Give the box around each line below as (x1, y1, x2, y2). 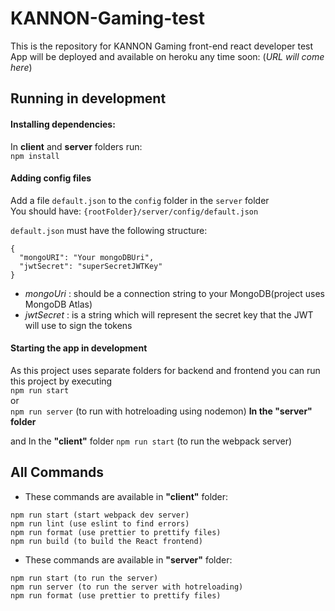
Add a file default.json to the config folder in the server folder (10, 194, 270, 206)
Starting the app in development (10, 342, 148, 354)
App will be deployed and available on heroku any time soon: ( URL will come (10, 50, 325, 62)
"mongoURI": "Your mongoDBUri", (19, 252, 155, 262)
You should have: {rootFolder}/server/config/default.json (10, 205, 259, 217)
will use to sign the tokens (24, 319, 133, 331)
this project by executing (10, 375, 113, 387)
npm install (10, 151, 60, 161)
